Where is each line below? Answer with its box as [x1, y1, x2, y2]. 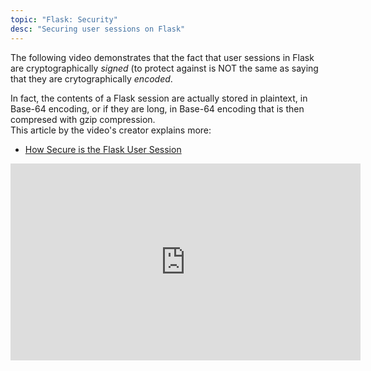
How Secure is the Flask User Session [24, 143, 182, 155]
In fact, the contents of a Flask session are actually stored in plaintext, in [10, 92, 308, 104]
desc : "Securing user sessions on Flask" [10, 24, 186, 34]
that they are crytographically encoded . [10, 72, 173, 85]
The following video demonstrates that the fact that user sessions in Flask [10, 51, 315, 63]
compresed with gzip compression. [10, 113, 156, 125]
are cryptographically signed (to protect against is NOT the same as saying [10, 62, 319, 74]
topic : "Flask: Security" [10, 14, 118, 25]
